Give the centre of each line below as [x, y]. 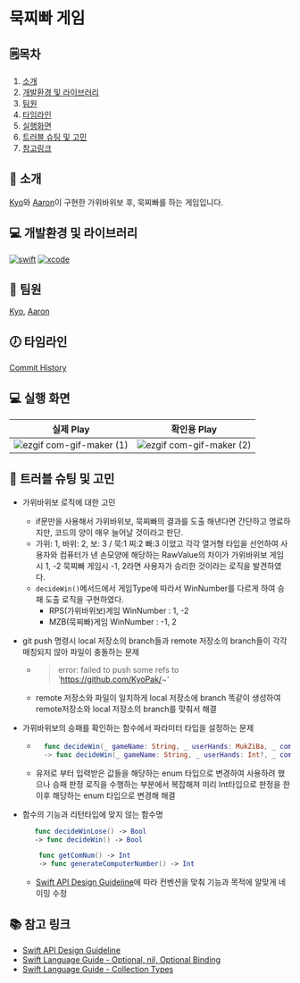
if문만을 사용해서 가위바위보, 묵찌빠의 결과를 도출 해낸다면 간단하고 [151, 521]
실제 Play [71, 430]
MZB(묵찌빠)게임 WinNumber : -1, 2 [112, 621]
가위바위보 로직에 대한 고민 [69, 502]
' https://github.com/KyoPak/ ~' [113, 679]
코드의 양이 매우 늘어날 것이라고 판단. [119, 532]
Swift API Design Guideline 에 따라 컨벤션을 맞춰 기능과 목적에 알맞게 [156, 882]
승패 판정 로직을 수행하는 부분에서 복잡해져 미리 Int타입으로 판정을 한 [171, 784]
